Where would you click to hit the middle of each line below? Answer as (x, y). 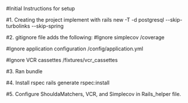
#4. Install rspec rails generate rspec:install (58, 83)
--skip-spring (48, 26)
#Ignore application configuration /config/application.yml (75, 49)
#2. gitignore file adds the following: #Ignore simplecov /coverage (85, 37)
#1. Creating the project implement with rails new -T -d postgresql (85, 20)
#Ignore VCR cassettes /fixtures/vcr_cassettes (62, 60)
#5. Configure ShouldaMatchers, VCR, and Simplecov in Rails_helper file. (94, 94)
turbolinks (18, 26)
